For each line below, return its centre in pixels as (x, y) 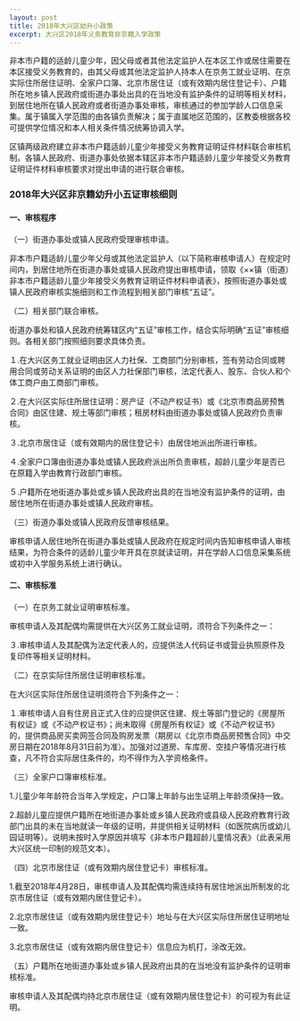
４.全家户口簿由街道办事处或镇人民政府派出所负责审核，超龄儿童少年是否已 (147, 461)
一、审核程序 (33, 217)
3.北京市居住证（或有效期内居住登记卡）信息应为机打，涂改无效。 (130, 946)
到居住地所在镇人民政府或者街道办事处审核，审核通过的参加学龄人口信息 (142, 105)
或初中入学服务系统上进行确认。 (68, 563)
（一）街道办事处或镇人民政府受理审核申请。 (92, 239)
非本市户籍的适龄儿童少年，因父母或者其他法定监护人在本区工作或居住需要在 (150, 61)
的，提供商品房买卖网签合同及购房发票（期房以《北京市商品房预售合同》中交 (150, 735)
